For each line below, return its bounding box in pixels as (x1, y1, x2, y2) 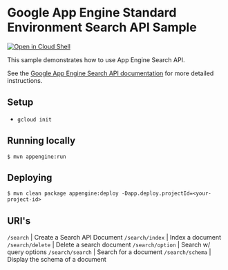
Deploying (7, 171, 53, 184)
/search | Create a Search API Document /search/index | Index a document (7, 233, 222, 242)
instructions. (7, 76, 43, 84)
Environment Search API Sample (7, 19, 197, 35)
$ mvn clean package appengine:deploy (7, 190, 119, 197)
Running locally (7, 135, 76, 146)
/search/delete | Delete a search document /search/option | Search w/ (7, 240, 211, 249)
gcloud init (17, 116, 52, 123)
